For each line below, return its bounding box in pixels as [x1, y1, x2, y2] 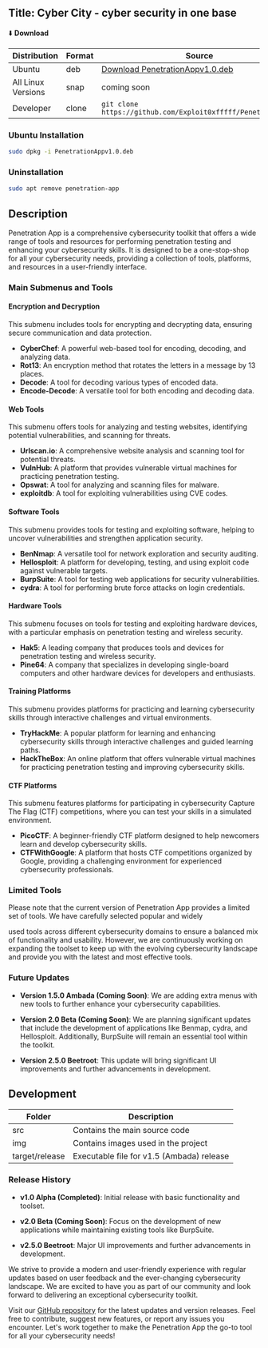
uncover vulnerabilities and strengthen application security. [8, 533, 203, 543]
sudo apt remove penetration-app [8, 185, 120, 193]
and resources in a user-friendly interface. [8, 261, 148, 271]
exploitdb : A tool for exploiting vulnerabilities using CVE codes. [19, 489, 229, 498]
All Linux [12, 76, 45, 87]
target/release [12, 1151, 65, 1162]
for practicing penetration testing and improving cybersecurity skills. [19, 762, 245, 772]
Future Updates [8, 972, 70, 983]
